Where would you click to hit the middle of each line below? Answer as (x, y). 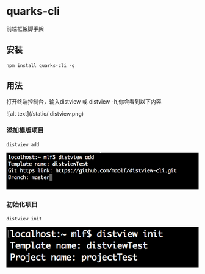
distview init (24, 219)
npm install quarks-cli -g (41, 65)
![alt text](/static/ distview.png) (45, 113)
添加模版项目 (25, 130)
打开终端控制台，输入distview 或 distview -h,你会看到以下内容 (84, 101)
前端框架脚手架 (25, 29)
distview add (23, 144)
